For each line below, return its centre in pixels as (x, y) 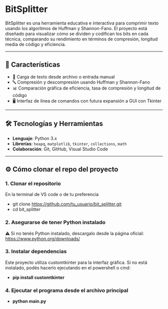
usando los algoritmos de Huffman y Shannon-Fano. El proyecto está (76, 28)
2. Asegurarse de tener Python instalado (55, 222)
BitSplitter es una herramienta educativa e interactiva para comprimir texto (82, 23)
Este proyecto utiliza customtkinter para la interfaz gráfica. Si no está (76, 262)
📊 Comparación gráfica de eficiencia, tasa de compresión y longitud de (86, 88)
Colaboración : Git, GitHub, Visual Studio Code (60, 149)
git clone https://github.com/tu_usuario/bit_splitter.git (67, 204)
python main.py (29, 301)
